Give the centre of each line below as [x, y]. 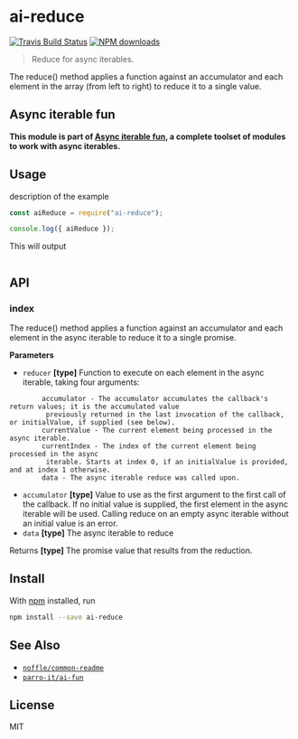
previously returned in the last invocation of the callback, [165, 415]
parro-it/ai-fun [53, 678]
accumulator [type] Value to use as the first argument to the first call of [154, 495]
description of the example [60, 196]
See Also [35, 645]
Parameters [32, 355]
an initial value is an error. [70, 523]
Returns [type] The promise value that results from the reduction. [131, 550]
